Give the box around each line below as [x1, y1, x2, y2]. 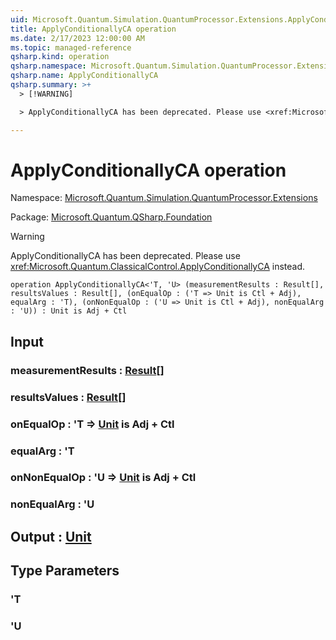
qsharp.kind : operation [10, 52, 110, 62]
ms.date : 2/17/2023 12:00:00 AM [10, 33, 145, 43]
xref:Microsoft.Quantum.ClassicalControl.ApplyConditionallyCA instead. [10, 261, 306, 273]
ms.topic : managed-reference [10, 42, 132, 53]
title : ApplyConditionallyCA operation [10, 24, 177, 34]
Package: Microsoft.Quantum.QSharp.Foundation [10, 211, 213, 223]
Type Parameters [10, 562, 120, 580]
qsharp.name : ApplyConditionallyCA [10, 71, 159, 81]
